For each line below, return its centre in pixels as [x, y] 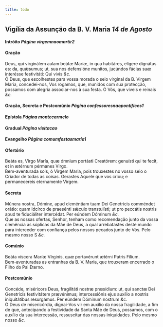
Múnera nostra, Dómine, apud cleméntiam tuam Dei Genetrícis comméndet [80, 204]
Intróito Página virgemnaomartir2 [40, 41]
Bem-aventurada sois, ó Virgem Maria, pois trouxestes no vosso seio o [76, 171]
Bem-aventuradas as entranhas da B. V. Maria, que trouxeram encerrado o [80, 262]
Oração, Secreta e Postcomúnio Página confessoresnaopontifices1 [74, 106]
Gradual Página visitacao [31, 128]
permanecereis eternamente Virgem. [42, 182]
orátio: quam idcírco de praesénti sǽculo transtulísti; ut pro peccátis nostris [81, 209]
